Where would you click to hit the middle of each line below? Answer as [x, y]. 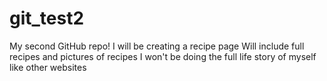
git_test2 [47, 18]
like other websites [48, 67]
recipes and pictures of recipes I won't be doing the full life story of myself [163, 56]
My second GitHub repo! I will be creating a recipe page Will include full [157, 46]
